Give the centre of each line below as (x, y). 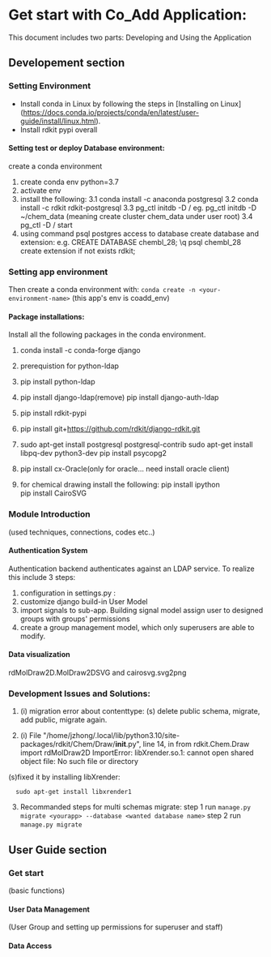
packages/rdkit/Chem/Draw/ (68, 745)
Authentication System (48, 551)
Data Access (30, 946)
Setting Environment (50, 86)
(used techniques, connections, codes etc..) (82, 532)
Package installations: (47, 316)
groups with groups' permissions (75, 619)
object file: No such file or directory (79, 762)
